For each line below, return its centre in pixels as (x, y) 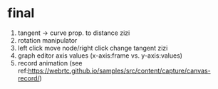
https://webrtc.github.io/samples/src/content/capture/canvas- (120, 70)
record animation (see (50, 63)
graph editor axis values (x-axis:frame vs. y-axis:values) (100, 56)
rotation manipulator (47, 40)
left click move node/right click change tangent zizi (93, 48)
